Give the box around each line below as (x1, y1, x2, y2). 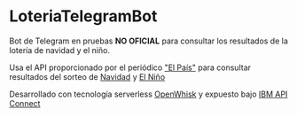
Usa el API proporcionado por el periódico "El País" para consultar (9, 62, 251, 73)
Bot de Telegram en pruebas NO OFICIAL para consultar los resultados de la (9, 35, 288, 46)
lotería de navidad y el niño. (9, 44, 111, 55)
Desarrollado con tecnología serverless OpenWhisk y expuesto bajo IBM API (9, 89, 288, 99)
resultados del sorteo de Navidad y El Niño (9, 71, 166, 82)
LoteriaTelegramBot (9, 6, 158, 27)
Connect (9, 97, 41, 108)
